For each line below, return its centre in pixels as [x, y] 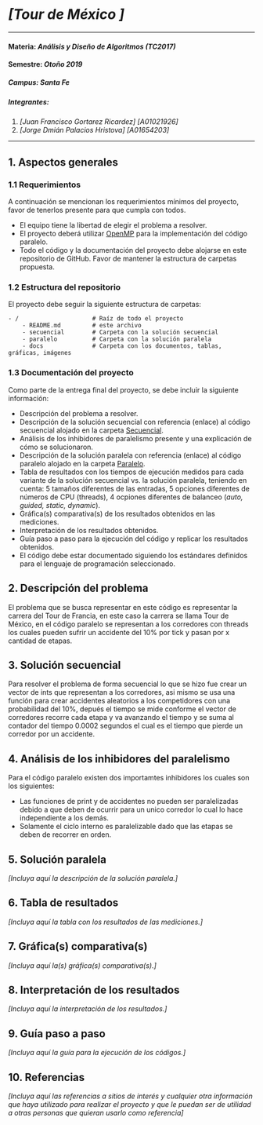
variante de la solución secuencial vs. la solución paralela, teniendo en [133, 480]
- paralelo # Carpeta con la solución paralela [117, 339]
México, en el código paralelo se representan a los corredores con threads [128, 624]
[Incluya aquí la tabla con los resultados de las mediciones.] [106, 922]
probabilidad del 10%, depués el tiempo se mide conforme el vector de [122, 709]
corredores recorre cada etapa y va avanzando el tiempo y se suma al [121, 718]
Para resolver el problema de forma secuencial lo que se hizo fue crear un [128, 684]
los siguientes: [31, 786]
